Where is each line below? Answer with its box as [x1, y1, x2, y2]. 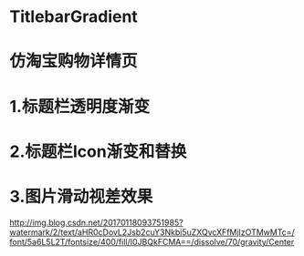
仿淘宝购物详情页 [9, 51, 139, 72]
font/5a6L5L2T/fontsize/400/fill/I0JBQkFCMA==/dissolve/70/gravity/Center [9, 236, 295, 247]
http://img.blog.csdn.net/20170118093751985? [9, 217, 184, 228]
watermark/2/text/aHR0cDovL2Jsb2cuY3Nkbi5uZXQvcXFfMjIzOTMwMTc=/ [9, 226, 295, 238]
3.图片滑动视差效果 [9, 186, 153, 207]
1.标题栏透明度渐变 [9, 96, 151, 117]
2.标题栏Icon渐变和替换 [9, 141, 187, 161]
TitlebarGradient [9, 6, 139, 27]
